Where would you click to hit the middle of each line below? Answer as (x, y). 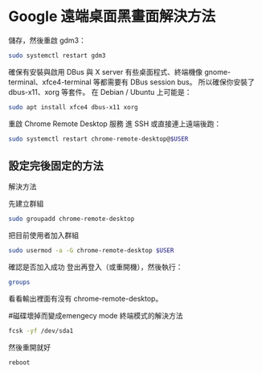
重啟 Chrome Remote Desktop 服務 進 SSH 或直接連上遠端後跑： (115, 123)
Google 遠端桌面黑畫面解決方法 (112, 16)
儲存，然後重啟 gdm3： (47, 40)
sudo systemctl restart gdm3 (57, 55)
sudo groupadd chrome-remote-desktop (72, 219)
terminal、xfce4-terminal (50, 82)
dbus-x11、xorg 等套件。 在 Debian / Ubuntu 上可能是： (100, 92)
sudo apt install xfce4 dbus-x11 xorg (73, 107)
